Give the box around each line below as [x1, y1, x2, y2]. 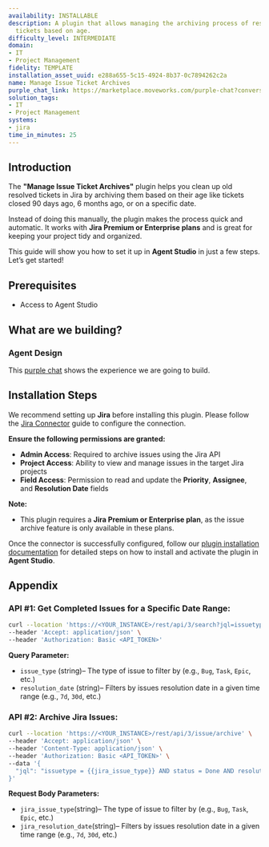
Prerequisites [8, 278, 77, 292]
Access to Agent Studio [19, 300, 98, 309]
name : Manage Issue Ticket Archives [8, 79, 130, 87]
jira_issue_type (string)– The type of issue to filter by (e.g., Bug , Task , [19, 805, 249, 814]
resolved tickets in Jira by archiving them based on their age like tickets [8, 190, 244, 200]
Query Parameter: [8, 651, 70, 660]
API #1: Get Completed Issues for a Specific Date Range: [8, 603, 231, 614]
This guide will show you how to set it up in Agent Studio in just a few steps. [8, 247, 260, 256]
